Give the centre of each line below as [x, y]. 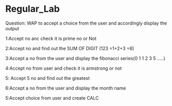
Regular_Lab [33, 9]
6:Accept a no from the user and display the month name [66, 88]
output [12, 28]
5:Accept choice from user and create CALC [52, 98]
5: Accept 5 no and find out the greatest [47, 78]
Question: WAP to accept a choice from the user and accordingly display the [86, 23]
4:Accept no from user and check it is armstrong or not [64, 68]
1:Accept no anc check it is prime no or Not [51, 38]
